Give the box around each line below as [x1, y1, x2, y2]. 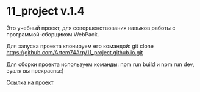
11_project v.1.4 [6, 4, 85, 18]
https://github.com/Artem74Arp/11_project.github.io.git [6, 48, 143, 56]
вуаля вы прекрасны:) [6, 67, 64, 74]
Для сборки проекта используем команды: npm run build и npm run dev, [6, 61, 195, 68]
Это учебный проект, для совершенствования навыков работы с [6, 24, 176, 31]
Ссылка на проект [6, 79, 54, 86]
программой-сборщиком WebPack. [6, 30, 99, 38]
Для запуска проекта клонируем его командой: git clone [6, 42, 154, 50]
